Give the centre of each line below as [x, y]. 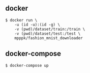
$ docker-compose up [27, 65]
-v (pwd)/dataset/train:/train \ [50, 29]
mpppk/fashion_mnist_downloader [49, 38]
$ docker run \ [21, 20]
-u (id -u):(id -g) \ [37, 25]
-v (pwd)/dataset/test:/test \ [48, 33]
